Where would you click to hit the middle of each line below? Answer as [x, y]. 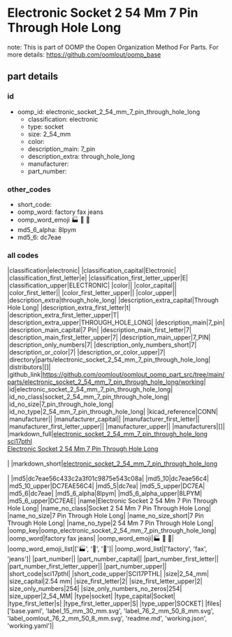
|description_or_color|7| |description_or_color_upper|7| [86, 352]
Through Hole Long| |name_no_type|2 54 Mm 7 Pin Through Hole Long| [111, 523]
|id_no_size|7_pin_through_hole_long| [60, 404]
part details [33, 77]
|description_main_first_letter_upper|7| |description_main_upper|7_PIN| [109, 338]
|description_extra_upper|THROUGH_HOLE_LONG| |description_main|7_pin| [116, 322]
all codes [23, 255]
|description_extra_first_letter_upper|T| [63, 315]
